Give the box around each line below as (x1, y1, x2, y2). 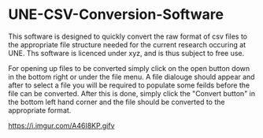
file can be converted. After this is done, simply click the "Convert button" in (8, 88, 256, 98)
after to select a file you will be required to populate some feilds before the (8, 80, 250, 90)
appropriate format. (8, 105, 72, 115)
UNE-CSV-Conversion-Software (8, 6, 224, 24)
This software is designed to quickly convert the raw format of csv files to (8, 32, 248, 41)
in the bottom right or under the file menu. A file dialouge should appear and (8, 72, 255, 81)
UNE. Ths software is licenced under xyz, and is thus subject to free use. (8, 48, 245, 58)
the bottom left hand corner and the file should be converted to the (8, 97, 225, 106)
